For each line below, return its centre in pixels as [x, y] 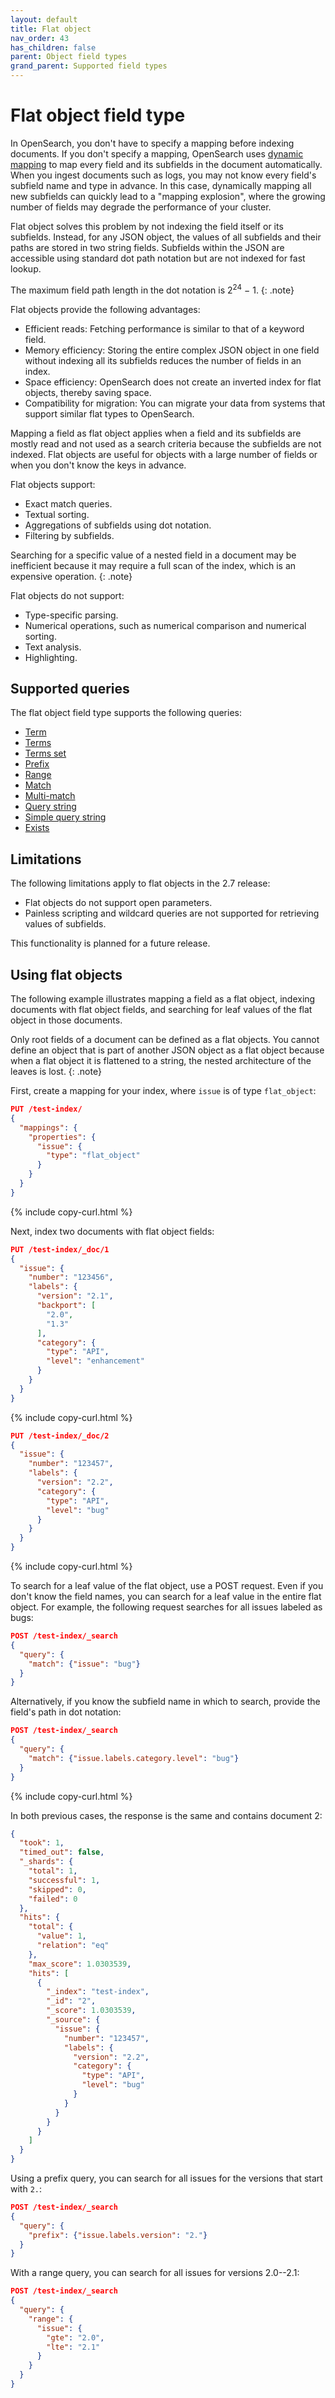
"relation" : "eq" [73, 1946]
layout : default [44, 19]
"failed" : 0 [53, 1899]
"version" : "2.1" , [75, 1296]
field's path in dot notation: [66, 1712]
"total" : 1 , [53, 1871]
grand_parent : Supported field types [89, 66]
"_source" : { [73, 2020]
